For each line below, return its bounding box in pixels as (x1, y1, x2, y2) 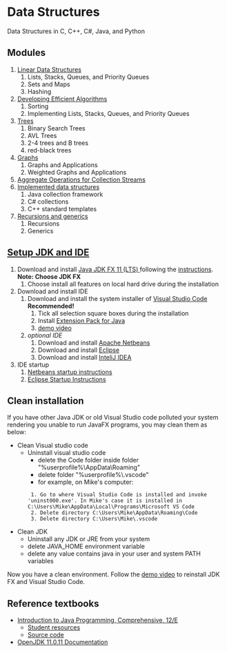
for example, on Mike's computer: (37, 478, 134, 487)
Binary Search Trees (27, 124, 86, 132)
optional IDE (27, 331, 63, 339)
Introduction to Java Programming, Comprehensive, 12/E (17, 616, 178, 625)
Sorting (27, 101, 49, 110)
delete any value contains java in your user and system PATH (27, 549, 201, 558)
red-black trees (27, 146, 72, 154)
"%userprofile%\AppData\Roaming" (37, 463, 140, 471)
